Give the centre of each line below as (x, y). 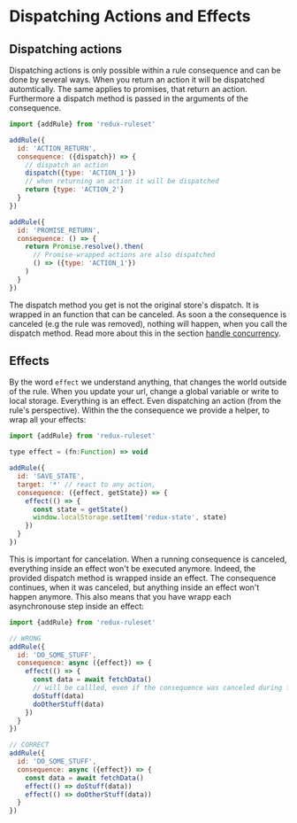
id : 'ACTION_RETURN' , (57, 148)
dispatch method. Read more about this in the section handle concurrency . (145, 333)
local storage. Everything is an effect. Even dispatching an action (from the (145, 401)
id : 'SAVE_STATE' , (51, 477)
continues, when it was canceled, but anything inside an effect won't (134, 587)
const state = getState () (80, 509)
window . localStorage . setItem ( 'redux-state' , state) (129, 517)
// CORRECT (29, 745)
